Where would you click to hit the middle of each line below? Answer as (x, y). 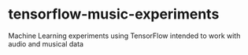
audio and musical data (46, 43)
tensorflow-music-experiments (114, 14)
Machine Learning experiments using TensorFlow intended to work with (124, 36)
